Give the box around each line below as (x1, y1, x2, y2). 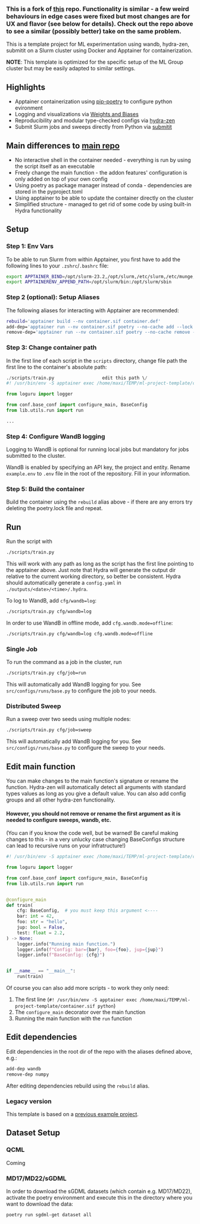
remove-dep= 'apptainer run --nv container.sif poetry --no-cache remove (6, 330, 190, 335)
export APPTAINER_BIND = (6, 274, 65, 279)
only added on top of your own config (14, 175, 108, 182)
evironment (14, 104, 43, 111)
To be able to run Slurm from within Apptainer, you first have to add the (6, 256, 180, 263)
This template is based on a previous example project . (6, 1110, 139, 1117)
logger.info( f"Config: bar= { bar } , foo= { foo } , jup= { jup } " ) (17, 946, 164, 952)
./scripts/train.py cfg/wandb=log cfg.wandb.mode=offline (6, 630, 153, 636)
